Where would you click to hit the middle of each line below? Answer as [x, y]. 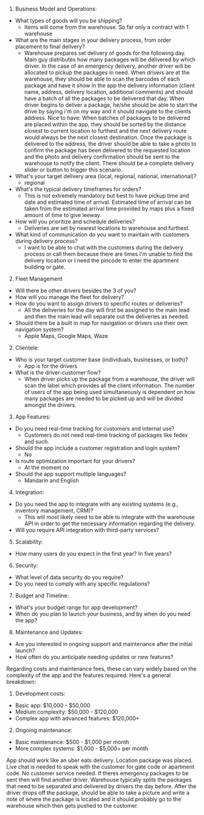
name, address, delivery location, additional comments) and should [108, 92]
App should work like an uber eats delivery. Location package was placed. [100, 760]
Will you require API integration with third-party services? [87, 530]
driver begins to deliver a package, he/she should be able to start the [111, 105]
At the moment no [47, 467]
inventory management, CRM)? [54, 511]
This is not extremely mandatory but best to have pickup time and [107, 196]
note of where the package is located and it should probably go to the [94, 799]
